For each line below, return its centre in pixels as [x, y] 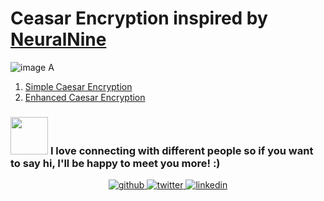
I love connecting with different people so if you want [181, 150]
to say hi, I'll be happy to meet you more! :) [115, 163]
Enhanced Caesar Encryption [85, 97]
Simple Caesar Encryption [78, 86]
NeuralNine [58, 39]
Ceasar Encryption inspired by [139, 18]
